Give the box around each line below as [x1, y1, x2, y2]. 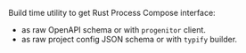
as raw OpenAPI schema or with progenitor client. [20, 25, 207, 34]
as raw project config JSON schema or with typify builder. [20, 34, 238, 44]
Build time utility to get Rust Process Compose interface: [8, 8, 216, 18]
